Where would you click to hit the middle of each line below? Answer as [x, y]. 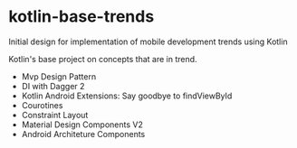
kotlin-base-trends [81, 17]
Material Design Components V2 [82, 125]
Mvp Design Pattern [59, 76]
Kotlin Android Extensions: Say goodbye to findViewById [127, 96]
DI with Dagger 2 [53, 86]
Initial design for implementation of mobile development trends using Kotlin [148, 42]
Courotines [42, 105]
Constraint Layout [55, 115]
